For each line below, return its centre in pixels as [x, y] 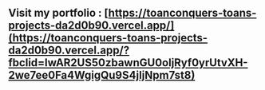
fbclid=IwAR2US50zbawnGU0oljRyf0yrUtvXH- [128, 63]
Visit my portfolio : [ [59, 13]
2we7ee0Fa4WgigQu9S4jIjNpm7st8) [102, 75]
